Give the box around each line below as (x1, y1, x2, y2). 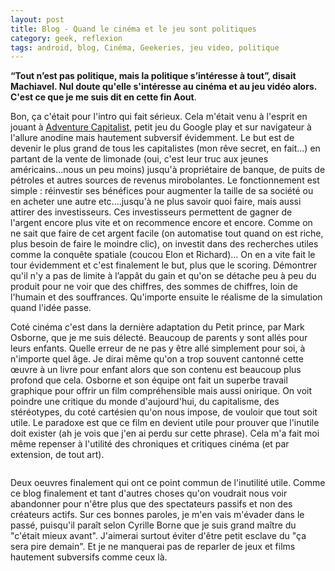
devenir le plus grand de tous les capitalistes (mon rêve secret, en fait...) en (10, 142, 321, 155)
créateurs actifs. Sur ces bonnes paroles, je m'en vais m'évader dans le (10, 509, 305, 521)
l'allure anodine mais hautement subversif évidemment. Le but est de (10, 132, 295, 144)
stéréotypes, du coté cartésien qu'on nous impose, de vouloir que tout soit (10, 406, 318, 418)
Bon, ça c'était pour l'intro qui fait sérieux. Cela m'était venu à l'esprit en (10, 111, 308, 123)
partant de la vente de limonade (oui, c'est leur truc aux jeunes (10, 153, 269, 165)
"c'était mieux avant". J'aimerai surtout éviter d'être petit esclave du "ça (10, 530, 307, 542)
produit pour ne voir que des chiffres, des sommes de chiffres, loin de (10, 281, 298, 293)
